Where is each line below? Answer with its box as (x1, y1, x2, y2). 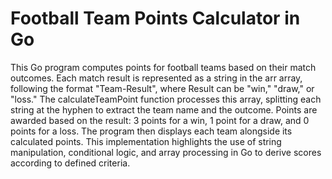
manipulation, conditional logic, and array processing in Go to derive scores (10, 146, 322, 158)
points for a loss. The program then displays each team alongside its (10, 125, 293, 137)
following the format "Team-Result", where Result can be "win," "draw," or (10, 82, 315, 94)
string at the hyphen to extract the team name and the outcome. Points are (10, 103, 318, 116)
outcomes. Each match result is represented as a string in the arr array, (10, 72, 303, 84)
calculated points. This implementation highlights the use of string (10, 135, 282, 147)
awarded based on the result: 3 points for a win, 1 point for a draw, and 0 (10, 114, 310, 126)
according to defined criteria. (10, 157, 131, 169)
